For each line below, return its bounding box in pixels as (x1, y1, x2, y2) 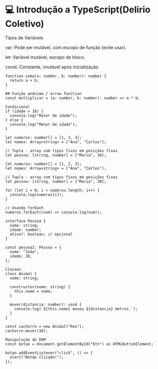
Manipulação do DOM (5, 337, 46, 342)
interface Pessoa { (5, 218, 46, 223)
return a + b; (10, 78, 39, 83)
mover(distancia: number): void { (10, 302, 82, 307)
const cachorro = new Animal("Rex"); (5, 324, 84, 329)
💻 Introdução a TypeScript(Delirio (5, 4, 150, 16)
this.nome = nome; (14, 289, 53, 294)
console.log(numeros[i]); (10, 192, 64, 197)
